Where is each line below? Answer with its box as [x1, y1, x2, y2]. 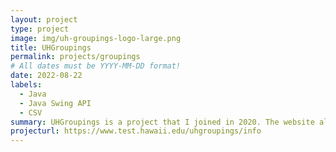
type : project [10, 24, 70, 34]
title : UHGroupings [10, 42, 92, 53]
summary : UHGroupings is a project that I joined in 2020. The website [10, 117, 315, 127]
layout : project [10, 14, 78, 25]
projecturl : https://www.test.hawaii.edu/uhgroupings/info [10, 126, 262, 136]
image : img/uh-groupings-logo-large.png [10, 33, 182, 43]
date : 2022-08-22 [10, 71, 83, 81]
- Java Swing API [19, 98, 92, 108]
